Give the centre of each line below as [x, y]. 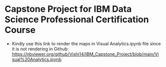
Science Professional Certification [77, 19]
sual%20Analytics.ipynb [36, 59]
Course [20, 30]
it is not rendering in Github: [40, 49]
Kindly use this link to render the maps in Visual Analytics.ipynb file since [86, 43]
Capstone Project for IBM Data [68, 9]
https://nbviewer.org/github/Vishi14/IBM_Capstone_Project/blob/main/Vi [85, 54]
